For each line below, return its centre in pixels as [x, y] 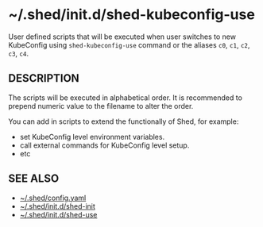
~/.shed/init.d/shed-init [57, 206]
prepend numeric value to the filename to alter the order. [101, 106]
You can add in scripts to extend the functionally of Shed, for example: [124, 121]
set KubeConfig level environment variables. [92, 137]
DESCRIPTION [44, 78]
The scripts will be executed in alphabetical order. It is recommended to [125, 98]
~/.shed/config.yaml [53, 198]
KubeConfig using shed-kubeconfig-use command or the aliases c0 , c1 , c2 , [129, 44]
